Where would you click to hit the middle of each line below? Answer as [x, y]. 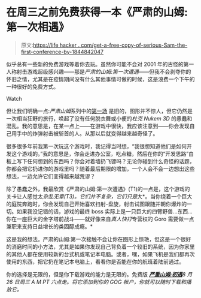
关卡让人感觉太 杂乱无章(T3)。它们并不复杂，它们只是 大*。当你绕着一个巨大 [99, 196]
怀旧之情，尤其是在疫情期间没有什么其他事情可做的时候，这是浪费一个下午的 [100, 79]
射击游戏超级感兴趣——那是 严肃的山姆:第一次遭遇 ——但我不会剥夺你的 [104, 71]
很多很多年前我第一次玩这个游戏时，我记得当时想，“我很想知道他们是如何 [97, 146]
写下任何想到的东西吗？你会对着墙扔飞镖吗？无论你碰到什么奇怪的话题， [106, 161]
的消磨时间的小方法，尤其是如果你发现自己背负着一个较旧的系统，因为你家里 [100, 246]
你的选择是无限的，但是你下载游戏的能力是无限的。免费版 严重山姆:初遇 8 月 [99, 274]
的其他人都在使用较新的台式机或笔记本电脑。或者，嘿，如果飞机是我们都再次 [100, 254]
